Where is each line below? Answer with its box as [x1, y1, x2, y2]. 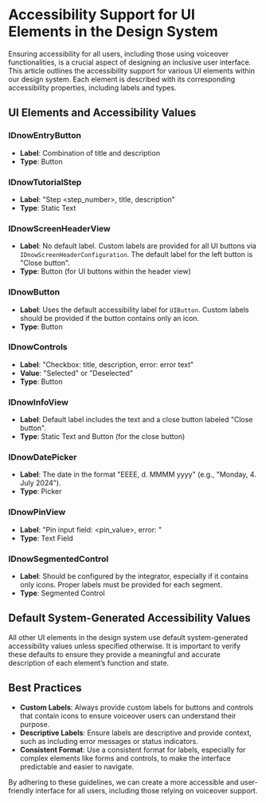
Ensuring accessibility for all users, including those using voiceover [8, 49, 229, 58]
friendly [8, 785, 34, 795]
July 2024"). [19, 478, 61, 488]
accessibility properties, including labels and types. [8, 82, 177, 93]
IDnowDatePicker [8, 452, 77, 463]
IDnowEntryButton [8, 130, 82, 141]
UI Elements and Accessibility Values [8, 106, 197, 120]
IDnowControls [8, 342, 68, 353]
